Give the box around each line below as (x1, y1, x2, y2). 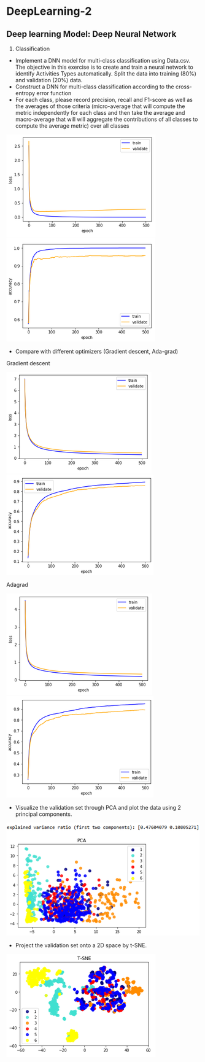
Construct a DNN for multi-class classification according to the (15, 83, 174, 90)
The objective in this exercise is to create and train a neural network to (15, 63, 193, 71)
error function (36, 90, 72, 96)
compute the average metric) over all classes (15, 122, 130, 130)
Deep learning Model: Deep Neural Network (6, 29, 177, 39)
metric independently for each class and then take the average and (15, 109, 185, 116)
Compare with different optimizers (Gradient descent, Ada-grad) (15, 348, 179, 355)
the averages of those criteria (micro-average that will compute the (15, 103, 185, 110)
